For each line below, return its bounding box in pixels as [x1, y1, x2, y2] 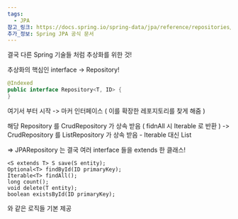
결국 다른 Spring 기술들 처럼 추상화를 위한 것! [7, 50, 132, 59]
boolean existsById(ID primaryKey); [7, 191, 115, 198]
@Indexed [7, 79, 33, 87]
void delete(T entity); [7, 184, 78, 191]
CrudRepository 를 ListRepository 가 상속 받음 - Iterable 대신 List [7, 130, 192, 139]
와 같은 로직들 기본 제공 [7, 203, 72, 213]
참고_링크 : [7, 23, 34, 30]
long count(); [7, 178, 50, 185]
